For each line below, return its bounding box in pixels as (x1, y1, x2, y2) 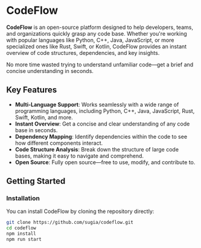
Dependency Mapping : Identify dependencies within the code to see (14, 133, 188, 140)
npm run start (6, 237, 42, 243)
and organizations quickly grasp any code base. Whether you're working (6, 30, 187, 37)
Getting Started (6, 176, 66, 186)
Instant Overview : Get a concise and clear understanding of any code (14, 120, 190, 127)
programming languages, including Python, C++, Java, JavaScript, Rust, (14, 107, 195, 115)
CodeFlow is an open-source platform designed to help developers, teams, (6, 24, 193, 31)
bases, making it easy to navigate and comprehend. (14, 152, 144, 159)
